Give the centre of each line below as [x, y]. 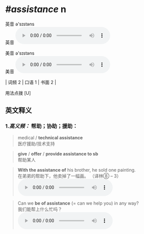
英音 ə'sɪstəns [20, 24]
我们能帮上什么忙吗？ [40, 209]
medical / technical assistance [50, 137]
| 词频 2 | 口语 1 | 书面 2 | [31, 82]
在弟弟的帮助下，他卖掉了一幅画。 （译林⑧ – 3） [69, 176]
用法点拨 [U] [18, 93]
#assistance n [36, 9]
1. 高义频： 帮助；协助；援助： [42, 126]
